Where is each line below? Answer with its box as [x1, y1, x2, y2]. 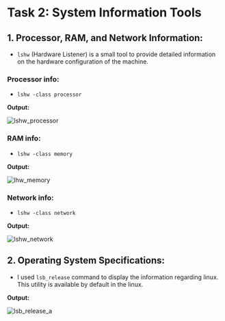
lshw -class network [16, 209, 76, 216]
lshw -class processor [16, 91, 82, 99]
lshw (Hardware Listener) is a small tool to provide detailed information [16, 50, 216, 58]
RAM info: [7, 133, 41, 143]
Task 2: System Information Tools [7, 5, 202, 21]
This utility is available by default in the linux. [16, 280, 144, 288]
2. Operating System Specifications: [7, 255, 166, 266]
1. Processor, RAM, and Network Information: [7, 32, 203, 44]
